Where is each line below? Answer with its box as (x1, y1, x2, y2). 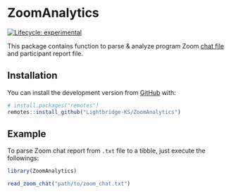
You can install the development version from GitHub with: (7, 88, 176, 96)
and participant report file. (7, 49, 83, 58)
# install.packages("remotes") (7, 102, 99, 109)
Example (7, 128, 46, 140)
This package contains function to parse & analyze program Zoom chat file (7, 41, 224, 50)
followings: (7, 154, 39, 162)
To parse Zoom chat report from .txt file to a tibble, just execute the (7, 146, 206, 155)
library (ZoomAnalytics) (7, 167, 77, 175)
